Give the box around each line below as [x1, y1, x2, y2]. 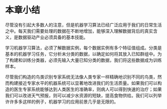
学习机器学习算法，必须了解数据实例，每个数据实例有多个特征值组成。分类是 [5, 45, 162, 51]
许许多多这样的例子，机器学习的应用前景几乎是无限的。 [5, 99, 118, 105]
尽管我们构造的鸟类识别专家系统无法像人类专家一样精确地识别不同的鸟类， [5, 74, 158, 80]
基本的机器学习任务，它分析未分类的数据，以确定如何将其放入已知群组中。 [5, 51, 158, 57]
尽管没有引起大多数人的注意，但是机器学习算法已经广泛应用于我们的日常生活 [5, 22, 162, 28]
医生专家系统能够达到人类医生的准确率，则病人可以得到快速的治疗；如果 [13, 86, 162, 92]
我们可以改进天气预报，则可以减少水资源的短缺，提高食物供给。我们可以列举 [5, 92, 162, 98]
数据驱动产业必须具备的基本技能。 [18, 34, 88, 40]
